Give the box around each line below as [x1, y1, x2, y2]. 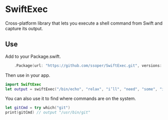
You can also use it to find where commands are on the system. [5, 95, 136, 101]
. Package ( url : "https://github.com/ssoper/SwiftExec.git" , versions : [14, 63, 162, 68]
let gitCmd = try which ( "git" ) [5, 105, 70, 110]
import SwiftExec [5, 82, 41, 87]
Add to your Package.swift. [5, 53, 61, 59]
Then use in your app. [5, 72, 50, 78]
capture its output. [5, 25, 43, 31]
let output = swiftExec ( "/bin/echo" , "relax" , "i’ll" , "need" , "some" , [5, 86, 157, 91]
